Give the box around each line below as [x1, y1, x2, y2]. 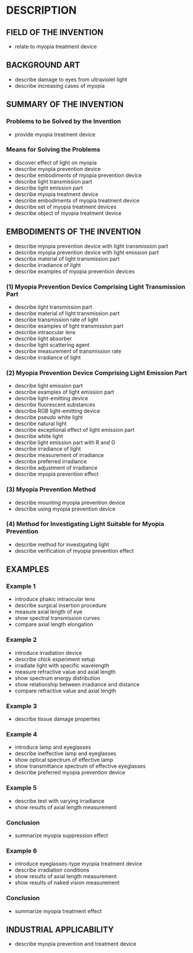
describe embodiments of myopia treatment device [14, 197, 140, 204]
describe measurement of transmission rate [14, 347, 121, 354]
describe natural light [14, 420, 67, 428]
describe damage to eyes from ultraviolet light [14, 75, 127, 83]
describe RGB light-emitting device [14, 407, 101, 414]
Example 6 [6, 847, 37, 855]
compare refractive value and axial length [14, 687, 117, 694]
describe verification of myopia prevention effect [14, 547, 134, 554]
